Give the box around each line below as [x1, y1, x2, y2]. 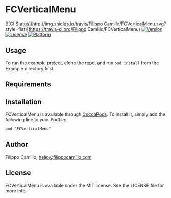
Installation [5, 97, 42, 106]
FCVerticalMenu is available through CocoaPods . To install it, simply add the [5, 111, 166, 117]
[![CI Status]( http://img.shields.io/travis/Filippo [5, 20, 103, 27]
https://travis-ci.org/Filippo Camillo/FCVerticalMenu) [30, 26, 140, 32]
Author [5, 140, 28, 149]
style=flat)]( [5, 26, 31, 32]
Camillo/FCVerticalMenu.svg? [104, 20, 166, 27]
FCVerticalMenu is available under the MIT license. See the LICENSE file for [5, 182, 164, 188]
